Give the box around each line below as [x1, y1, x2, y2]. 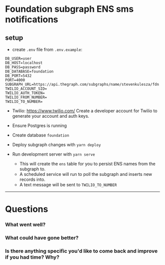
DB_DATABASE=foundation [5, 69, 54, 74]
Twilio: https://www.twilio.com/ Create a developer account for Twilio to [12, 108, 158, 114]
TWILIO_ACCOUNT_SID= [5, 86, 48, 91]
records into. [19, 176, 46, 182]
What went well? [5, 221, 46, 228]
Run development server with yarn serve [12, 151, 95, 157]
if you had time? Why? [5, 254, 60, 261]
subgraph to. [19, 166, 46, 172]
